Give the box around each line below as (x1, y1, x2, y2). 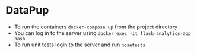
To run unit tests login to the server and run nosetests (14, 41, 146, 48)
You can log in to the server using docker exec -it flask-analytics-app (14, 29, 191, 36)
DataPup (5, 4, 49, 17)
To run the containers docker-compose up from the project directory (14, 23, 178, 30)
